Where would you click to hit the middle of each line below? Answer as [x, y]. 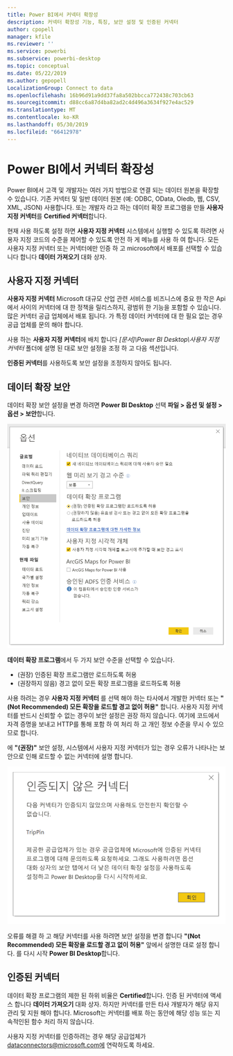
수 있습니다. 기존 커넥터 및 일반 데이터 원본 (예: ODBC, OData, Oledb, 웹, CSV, [114, 199]
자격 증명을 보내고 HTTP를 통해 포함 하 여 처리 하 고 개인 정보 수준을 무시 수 [109, 724]
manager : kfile [29, 37]
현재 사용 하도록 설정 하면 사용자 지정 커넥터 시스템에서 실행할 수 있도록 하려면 [112, 231]
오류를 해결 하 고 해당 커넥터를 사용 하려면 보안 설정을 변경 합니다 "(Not [104, 936]
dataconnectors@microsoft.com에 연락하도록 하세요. [81, 1045]
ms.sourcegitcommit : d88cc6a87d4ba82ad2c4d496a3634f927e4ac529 [101, 103]
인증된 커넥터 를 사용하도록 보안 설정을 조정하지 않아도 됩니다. [89, 363]
